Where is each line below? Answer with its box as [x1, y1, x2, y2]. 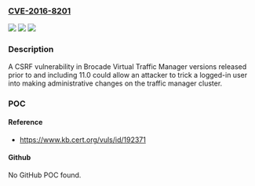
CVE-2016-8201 [8, 5, 71, 16]
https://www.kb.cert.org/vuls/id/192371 [19, 135, 147, 144]
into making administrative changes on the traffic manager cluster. [8, 78, 223, 88]
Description [8, 44, 54, 55]
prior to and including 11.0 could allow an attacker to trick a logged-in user [8, 70, 248, 79]
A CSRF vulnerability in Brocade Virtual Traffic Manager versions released [8, 61, 247, 71]
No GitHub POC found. [8, 170, 82, 180]
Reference [8, 118, 43, 127]
